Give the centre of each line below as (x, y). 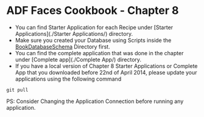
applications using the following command (68, 79)
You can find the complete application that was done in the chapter (99, 53)
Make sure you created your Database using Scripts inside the (93, 40)
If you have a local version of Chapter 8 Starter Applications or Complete (106, 66)
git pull (17, 90)
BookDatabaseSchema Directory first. (63, 47)
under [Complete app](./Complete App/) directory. (78, 59)
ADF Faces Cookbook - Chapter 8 (93, 11)
